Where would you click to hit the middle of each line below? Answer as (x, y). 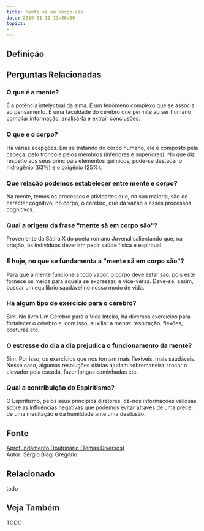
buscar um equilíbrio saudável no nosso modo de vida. (75, 287)
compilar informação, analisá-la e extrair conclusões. (74, 119)
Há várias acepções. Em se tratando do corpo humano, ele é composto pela (102, 148)
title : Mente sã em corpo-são (45, 12)
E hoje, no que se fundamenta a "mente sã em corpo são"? (96, 261)
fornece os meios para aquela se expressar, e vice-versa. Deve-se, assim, (100, 281)
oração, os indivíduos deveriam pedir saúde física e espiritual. (85, 245)
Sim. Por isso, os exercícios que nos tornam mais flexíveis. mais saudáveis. (101, 359)
